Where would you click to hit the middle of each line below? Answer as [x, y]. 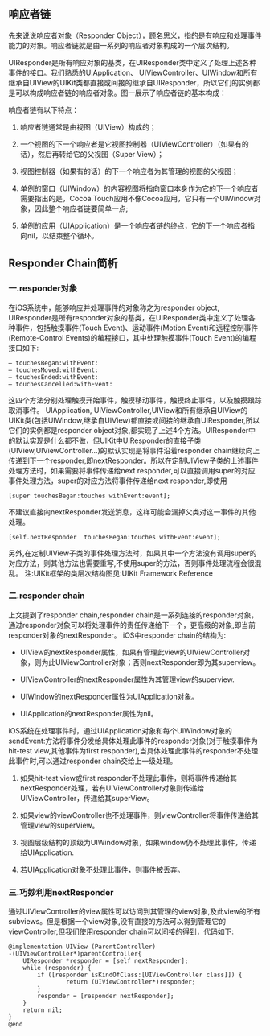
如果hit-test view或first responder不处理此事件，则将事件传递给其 [128, 778]
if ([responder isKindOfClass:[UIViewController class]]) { [140, 975]
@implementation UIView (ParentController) [82, 947]
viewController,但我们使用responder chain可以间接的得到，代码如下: [121, 931]
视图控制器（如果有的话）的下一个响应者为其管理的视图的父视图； [129, 171]
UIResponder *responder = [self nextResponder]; [106, 961]
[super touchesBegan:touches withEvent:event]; [90, 496]
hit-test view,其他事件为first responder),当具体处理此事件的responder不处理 [133, 750]
